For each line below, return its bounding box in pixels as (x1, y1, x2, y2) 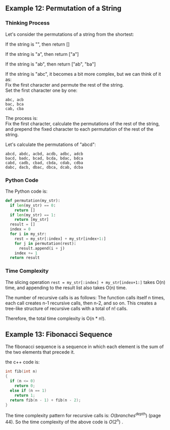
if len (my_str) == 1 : (10, 212, 56, 217)
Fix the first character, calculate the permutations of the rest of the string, (5, 120, 160, 127)
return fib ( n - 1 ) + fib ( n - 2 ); (10, 397, 81, 403)
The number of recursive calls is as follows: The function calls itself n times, (5, 294, 165, 300)
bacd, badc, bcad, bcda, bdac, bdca (5, 156, 83, 161)
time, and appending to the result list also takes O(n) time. (5, 284, 127, 291)
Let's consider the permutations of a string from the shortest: (5, 31, 134, 37)
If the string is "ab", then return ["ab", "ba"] (5, 61, 96, 67)
